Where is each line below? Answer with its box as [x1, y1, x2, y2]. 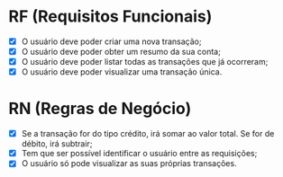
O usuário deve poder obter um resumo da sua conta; [21, 47, 222, 57]
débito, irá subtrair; [21, 138, 93, 149]
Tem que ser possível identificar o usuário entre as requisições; [21, 148, 258, 159]
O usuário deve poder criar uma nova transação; [21, 36, 202, 47]
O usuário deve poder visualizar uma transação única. [21, 66, 223, 77]
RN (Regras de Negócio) [8, 99, 192, 119]
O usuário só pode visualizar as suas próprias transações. [21, 158, 237, 169]
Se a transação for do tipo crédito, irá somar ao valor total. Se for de [21, 128, 275, 139]
